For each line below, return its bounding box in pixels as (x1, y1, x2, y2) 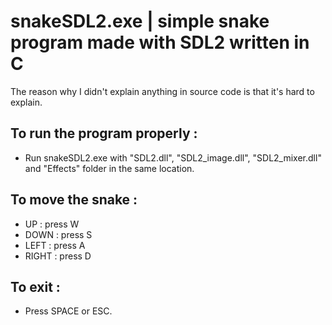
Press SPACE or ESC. (24, 305, 113, 317)
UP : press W (24, 218, 80, 230)
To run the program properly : (10, 125, 198, 142)
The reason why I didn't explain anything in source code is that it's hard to (10, 85, 315, 97)
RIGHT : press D (24, 250, 92, 262)
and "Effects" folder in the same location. (24, 162, 195, 174)
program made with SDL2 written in (10, 31, 310, 54)
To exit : (10, 278, 61, 295)
